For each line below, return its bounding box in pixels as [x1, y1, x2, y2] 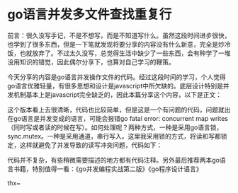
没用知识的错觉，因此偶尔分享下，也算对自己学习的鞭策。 [7, 57, 175, 66]
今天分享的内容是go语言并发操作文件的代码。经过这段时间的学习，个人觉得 [7, 72, 226, 81]
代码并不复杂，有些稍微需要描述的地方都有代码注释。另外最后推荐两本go [7, 156, 220, 164]
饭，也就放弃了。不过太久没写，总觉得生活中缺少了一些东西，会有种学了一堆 [7, 49, 231, 57]
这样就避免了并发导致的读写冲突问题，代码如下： [19, 141, 163, 149]
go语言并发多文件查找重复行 [7, 6, 172, 23]
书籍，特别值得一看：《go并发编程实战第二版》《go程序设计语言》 [13, 164, 203, 173]
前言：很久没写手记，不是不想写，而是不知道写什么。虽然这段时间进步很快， [7, 31, 231, 40]
